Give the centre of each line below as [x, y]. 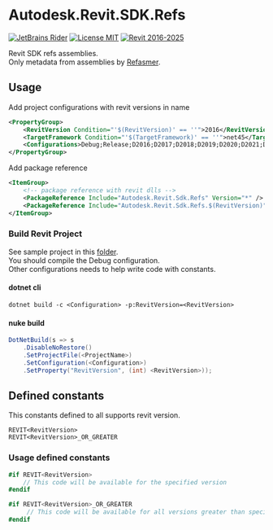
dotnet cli [25, 287]
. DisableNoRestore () [58, 348]
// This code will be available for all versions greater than [136, 512]
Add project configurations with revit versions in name [99, 107]
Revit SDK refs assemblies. [54, 53]
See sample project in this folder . [63, 252]
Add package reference [48, 168]
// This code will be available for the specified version [125, 482]
